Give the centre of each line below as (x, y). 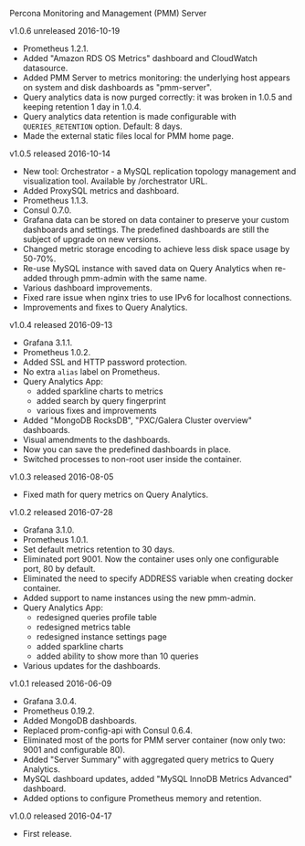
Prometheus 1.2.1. (56, 48)
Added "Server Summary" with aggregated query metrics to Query (148, 759)
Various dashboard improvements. (87, 288)
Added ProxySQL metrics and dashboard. (101, 190)
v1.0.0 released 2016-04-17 (61, 816)
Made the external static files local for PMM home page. (128, 136)
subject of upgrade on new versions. (92, 239)
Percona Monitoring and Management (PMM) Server (108, 13)
